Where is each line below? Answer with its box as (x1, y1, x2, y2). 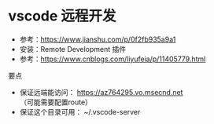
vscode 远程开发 (8, 7, 116, 25)
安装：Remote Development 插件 (19, 44, 127, 53)
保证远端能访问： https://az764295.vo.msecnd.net (19, 87, 183, 97)
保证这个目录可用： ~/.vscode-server (19, 107, 141, 116)
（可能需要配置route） (19, 97, 93, 107)
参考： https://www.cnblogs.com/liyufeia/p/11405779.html (19, 54, 206, 64)
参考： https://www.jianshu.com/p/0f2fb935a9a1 (19, 35, 176, 44)
